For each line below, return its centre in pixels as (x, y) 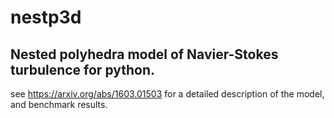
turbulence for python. (83, 69)
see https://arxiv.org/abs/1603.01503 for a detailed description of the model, (167, 94)
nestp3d (46, 17)
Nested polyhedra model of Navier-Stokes (144, 54)
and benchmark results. (59, 104)
